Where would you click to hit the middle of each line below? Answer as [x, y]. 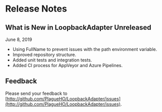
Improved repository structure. [44, 54]
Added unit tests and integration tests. [52, 60]
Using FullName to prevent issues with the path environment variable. [85, 49]
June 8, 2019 [19, 39]
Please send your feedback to [36, 93]
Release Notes [36, 9]
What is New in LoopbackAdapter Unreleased [78, 27]
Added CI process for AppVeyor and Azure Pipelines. [67, 65]
